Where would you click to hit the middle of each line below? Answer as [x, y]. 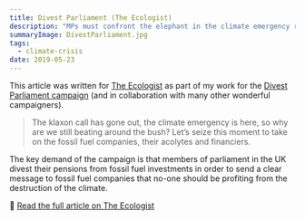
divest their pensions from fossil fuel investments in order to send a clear [146, 169]
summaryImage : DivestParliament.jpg [79, 34]
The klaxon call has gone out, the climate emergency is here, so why [160, 122]
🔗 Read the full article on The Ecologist [82, 206]
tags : [20, 43]
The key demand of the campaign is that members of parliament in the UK [148, 159]
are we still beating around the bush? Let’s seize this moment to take [159, 132]
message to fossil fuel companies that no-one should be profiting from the [148, 178]
